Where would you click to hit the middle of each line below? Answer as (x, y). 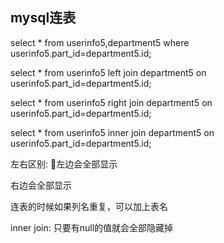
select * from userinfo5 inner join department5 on (112, 132)
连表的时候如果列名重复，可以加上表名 (89, 206)
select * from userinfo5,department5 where (100, 42)
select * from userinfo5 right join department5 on (111, 102)
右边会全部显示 (41, 185)
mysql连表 (43, 18)
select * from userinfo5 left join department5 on (108, 72)
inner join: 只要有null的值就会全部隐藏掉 (92, 227)
